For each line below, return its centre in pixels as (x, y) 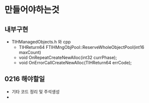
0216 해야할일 (25, 79)
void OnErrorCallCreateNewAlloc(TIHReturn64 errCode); (75, 63)
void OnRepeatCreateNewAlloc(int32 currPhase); (68, 58)
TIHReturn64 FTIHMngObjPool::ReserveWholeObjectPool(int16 (82, 47)
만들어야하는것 (32, 10)
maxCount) (30, 52)
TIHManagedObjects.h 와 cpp (41, 42)
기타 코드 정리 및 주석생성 (36, 91)
